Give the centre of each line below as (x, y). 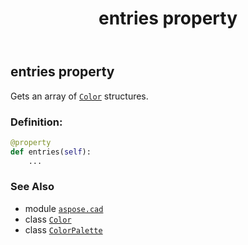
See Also (32, 187)
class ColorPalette (63, 229)
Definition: (36, 122)
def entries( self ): (51, 152)
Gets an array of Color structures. (79, 96)
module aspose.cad (64, 208)
